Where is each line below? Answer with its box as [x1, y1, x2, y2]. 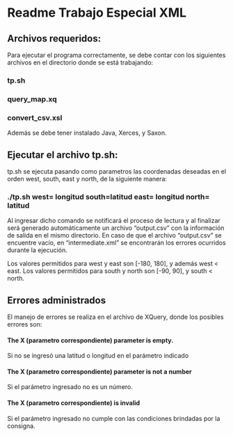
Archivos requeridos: [7, 33, 102, 44]
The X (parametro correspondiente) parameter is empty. [7, 336, 174, 345]
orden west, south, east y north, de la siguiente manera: [7, 174, 168, 183]
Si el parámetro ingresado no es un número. [7, 383, 134, 391]
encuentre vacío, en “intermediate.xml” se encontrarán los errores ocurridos [7, 238, 226, 247]
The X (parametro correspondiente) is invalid [7, 399, 140, 407]
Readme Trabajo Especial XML [7, 5, 186, 21]
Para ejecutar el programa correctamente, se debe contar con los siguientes [7, 51, 226, 59]
